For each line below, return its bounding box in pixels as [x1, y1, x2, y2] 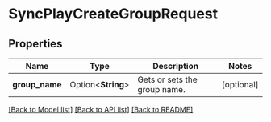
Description [152, 61, 199, 71]
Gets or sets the [136, 74, 198, 85]
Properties [8, 37, 63, 51]
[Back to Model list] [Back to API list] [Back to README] [8, 105, 194, 114]
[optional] [221, 79, 259, 90]
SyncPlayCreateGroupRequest [8, 5, 219, 23]
